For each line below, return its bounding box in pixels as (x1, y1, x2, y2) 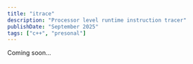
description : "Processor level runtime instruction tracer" (7, 17, 187, 24)
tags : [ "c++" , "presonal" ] (7, 29, 86, 37)
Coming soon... (7, 49, 51, 57)
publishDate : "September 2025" (7, 23, 99, 30)
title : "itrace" (7, 10, 55, 17)
